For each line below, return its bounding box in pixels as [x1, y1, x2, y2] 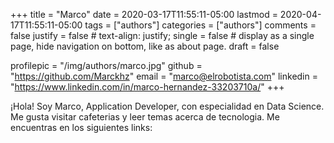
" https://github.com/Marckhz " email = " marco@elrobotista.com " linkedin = [10, 70, 318, 82]
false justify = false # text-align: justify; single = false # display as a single [10, 30, 315, 41]
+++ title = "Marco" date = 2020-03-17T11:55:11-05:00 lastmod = [10, 9, 278, 20]
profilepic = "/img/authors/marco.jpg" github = [10, 60, 203, 71]
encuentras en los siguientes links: [10, 122, 153, 133]
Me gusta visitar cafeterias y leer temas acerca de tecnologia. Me [10, 111, 280, 123]
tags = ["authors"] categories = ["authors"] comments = [84, 19, 317, 31]
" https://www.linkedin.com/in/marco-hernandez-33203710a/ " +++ [10, 81, 285, 93]
